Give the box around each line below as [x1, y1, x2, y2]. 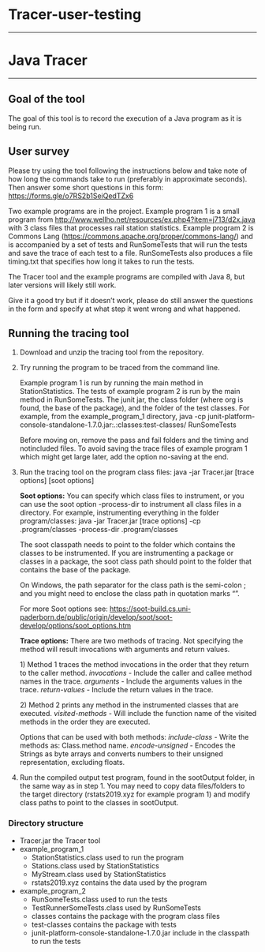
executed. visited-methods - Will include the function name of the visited [19, 709, 257, 718]
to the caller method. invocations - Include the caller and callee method [19, 669, 252, 678]
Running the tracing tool [8, 326, 129, 340]
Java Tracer [8, 51, 88, 69]
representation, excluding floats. [19, 758, 125, 767]
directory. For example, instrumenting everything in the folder [19, 508, 219, 518]
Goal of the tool [8, 92, 85, 106]
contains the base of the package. [19, 565, 132, 575]
